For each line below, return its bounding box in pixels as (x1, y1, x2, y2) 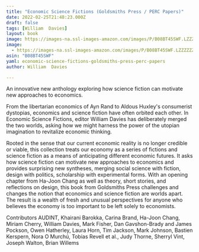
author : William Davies (6, 63, 68, 70)
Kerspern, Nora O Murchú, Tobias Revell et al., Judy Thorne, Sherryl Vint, (6, 233, 185, 240)
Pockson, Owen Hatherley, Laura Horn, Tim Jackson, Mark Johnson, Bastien (6, 227, 193, 234)
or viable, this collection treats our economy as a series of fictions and (6, 146, 178, 153)
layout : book (6, 31, 38, 37)
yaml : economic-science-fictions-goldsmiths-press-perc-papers (6, 58, 166, 64)
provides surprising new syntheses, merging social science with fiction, (6, 165, 181, 172)
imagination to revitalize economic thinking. (6, 128, 113, 135)
